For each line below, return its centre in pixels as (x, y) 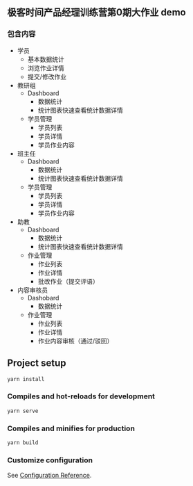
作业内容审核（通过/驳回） (75, 341)
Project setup (37, 363)
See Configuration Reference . (49, 476)
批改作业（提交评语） (68, 281)
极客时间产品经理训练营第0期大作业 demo (96, 13)
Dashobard (43, 298)
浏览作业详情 (46, 67)
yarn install (26, 379)
